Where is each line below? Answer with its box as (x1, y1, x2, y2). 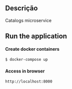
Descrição (5, 4, 38, 13)
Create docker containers (5, 46, 60, 52)
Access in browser (5, 68, 45, 74)
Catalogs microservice (5, 17, 51, 23)
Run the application (5, 32, 67, 41)
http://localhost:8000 (5, 79, 52, 84)
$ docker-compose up (5, 57, 48, 62)
